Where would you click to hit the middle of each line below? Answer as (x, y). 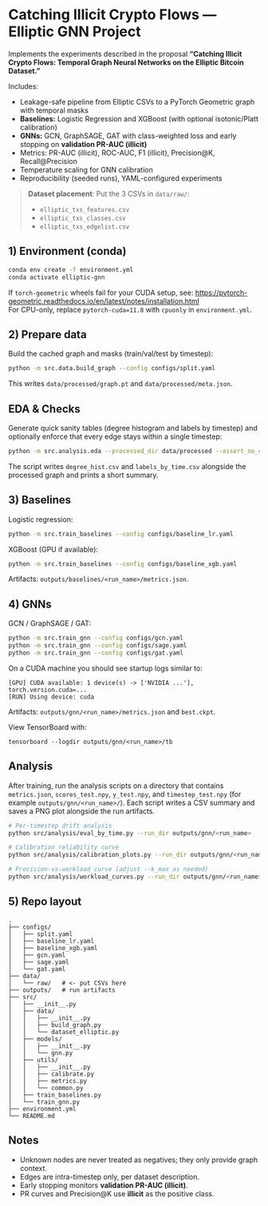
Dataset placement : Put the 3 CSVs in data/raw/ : (108, 193)
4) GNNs (30, 604)
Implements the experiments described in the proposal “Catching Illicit (125, 54)
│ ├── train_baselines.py (55, 1095)
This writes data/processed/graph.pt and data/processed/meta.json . (120, 384)
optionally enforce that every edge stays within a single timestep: (115, 436)
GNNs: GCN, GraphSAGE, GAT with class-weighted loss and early (128, 135)
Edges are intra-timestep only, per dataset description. (110, 1176)
